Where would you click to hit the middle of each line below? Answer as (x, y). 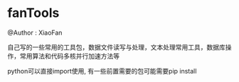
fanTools (33, 13)
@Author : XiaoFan (35, 33)
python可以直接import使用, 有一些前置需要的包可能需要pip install (102, 71)
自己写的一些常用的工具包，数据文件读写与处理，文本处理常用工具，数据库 (116, 47)
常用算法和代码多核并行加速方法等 (69, 56)
